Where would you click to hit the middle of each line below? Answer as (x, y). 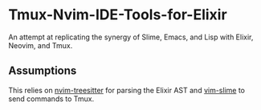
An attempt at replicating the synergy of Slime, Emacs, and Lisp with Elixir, (131, 37)
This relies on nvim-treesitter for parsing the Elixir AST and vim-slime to (126, 90)
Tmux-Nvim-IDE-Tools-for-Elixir (118, 15)
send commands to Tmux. (51, 99)
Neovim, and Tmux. (41, 45)
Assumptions (43, 71)
